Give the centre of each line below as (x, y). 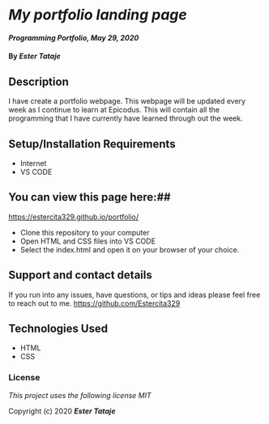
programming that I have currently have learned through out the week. (126, 118)
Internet (33, 163)
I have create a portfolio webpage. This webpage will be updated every (127, 101)
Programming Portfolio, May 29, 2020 (74, 37)
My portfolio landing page (98, 15)
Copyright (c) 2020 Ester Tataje (62, 411)
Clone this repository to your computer (85, 232)
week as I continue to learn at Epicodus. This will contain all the (114, 110)
